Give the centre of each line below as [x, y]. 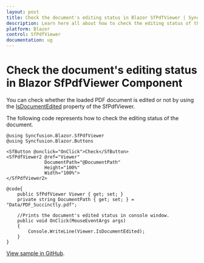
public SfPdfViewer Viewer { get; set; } [70, 194]
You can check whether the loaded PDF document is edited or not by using [100, 100]
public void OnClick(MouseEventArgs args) [72, 220]
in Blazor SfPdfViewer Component [94, 83]
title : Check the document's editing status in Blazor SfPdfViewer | [96, 18]
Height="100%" [62, 168]
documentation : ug [29, 40]
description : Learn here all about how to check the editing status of [99, 23]
